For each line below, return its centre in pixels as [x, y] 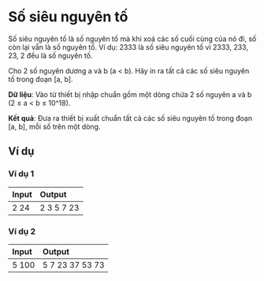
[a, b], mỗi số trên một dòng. [54, 126]
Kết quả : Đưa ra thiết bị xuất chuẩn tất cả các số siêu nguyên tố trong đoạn [130, 118]
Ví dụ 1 [21, 174]
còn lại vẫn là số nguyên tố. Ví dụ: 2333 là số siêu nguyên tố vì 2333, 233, [128, 47]
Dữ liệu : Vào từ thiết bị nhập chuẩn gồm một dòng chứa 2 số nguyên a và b [130, 94]
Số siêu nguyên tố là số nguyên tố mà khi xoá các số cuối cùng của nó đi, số [132, 39]
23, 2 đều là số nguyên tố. [50, 55]
